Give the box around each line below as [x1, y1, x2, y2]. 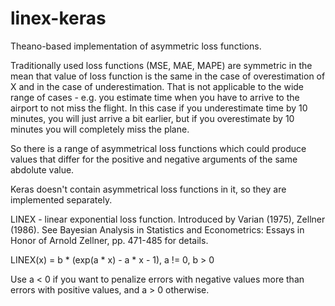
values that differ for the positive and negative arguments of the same [10, 153, 298, 165]
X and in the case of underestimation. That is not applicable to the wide [10, 80, 305, 92]
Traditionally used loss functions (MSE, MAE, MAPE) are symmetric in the [10, 59, 313, 71]
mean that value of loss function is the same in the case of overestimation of [10, 70, 326, 82]
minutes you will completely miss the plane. [10, 123, 190, 135]
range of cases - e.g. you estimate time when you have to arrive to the [10, 91, 300, 103]
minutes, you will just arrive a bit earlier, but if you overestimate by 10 [10, 112, 295, 124]
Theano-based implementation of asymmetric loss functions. [10, 40, 262, 52]
